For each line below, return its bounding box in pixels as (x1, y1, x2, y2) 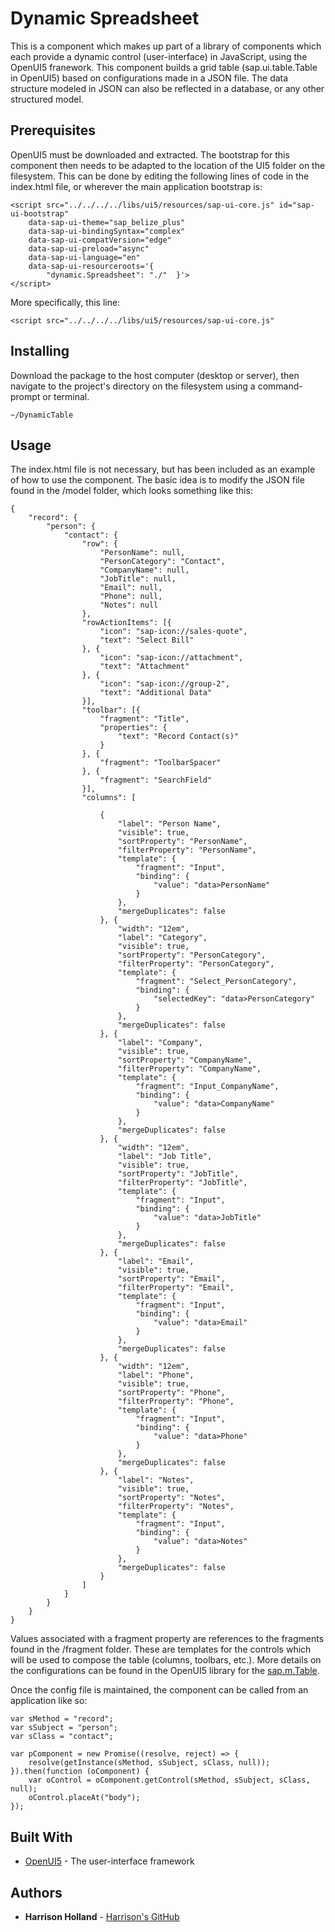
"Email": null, (99, 583, 163, 593)
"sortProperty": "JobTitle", (117, 1169, 240, 1179)
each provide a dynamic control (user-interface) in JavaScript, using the (10, 50, 308, 62)
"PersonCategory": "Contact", (99, 557, 226, 567)
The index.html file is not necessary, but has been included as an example (10, 463, 316, 476)
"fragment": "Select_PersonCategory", (135, 977, 298, 987)
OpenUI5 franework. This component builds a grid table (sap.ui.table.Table (10, 61, 318, 73)
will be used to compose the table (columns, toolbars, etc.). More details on (10, 1654, 322, 1666)
